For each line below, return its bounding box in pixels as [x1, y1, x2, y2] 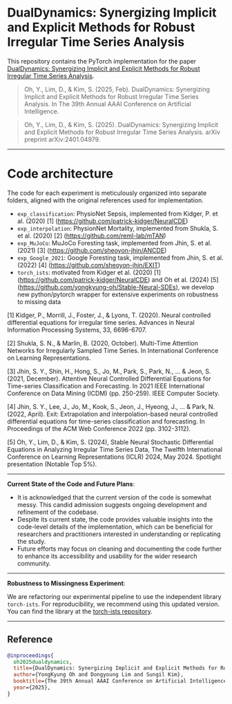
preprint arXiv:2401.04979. [23, 135, 101, 143]
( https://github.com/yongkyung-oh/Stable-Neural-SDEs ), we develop [17, 283, 215, 291]
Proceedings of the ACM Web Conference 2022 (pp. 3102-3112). [7, 424, 191, 432]
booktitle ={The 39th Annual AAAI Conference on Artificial [13, 678, 187, 685]
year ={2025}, [13, 684, 51, 692]
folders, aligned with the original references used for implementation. [7, 196, 204, 204]
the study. [17, 537, 46, 545]
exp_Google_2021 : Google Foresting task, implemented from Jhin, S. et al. [17, 254, 224, 262]
